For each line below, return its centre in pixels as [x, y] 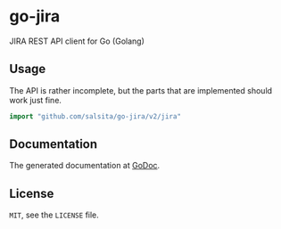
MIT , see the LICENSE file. [54, 215]
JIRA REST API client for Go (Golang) [77, 41]
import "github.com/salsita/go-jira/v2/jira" [95, 116]
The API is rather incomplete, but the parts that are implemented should [141, 90]
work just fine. [36, 100]
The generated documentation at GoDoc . [85, 166]
